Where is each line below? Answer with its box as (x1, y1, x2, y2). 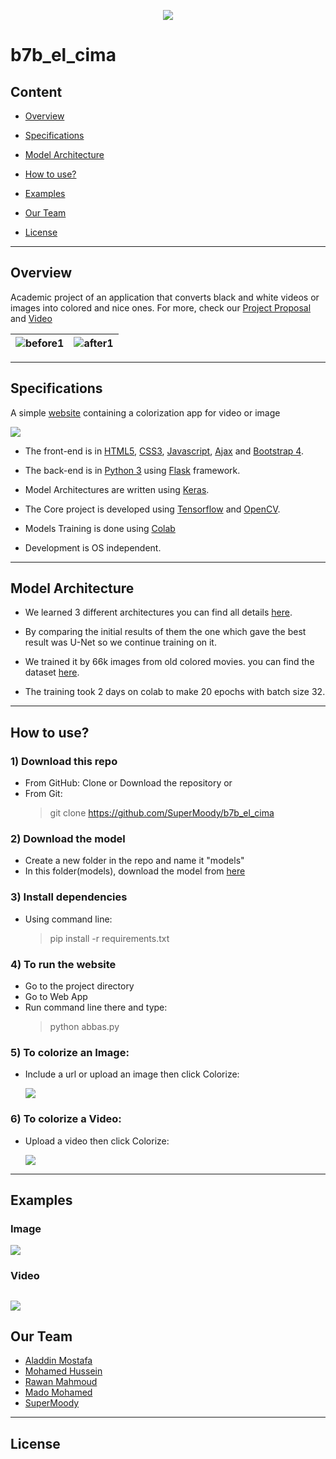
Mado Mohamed (24, 1386, 93, 1399)
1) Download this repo (10, 754, 118, 768)
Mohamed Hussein (24, 1365, 103, 1377)
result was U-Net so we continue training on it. (24, 636, 217, 649)
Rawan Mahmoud (24, 1376, 98, 1388)
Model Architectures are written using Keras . (24, 483, 210, 495)
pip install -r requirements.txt (49, 932, 170, 944)
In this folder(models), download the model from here (24, 865, 246, 877)
